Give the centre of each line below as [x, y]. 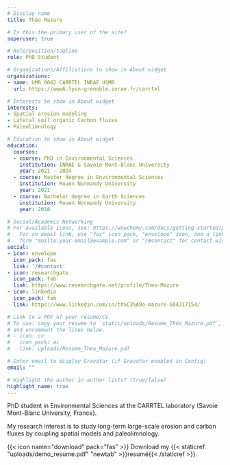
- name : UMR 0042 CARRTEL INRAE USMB [61, 82]
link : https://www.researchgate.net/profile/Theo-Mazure [96, 285]
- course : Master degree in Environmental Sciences [89, 178]
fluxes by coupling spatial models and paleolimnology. [84, 433]
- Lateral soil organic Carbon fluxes [62, 121]
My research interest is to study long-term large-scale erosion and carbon [112, 427]
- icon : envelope [32, 253]
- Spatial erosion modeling [47, 114]
